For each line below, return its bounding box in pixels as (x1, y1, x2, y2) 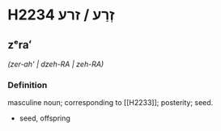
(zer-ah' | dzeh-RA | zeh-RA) (7, 59, 104, 69)
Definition (7, 79, 48, 91)
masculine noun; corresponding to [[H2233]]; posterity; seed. (7, 98, 214, 108)
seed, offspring (19, 113, 70, 123)
